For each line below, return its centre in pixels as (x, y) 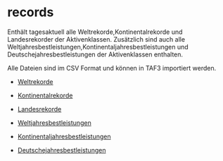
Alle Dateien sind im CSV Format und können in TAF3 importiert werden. (112, 68)
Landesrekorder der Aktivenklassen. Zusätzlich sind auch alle (96, 39)
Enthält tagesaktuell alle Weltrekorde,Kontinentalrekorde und (95, 32)
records (31, 12)
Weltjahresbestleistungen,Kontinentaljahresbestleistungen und (98, 47)
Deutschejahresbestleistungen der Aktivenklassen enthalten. (95, 54)
